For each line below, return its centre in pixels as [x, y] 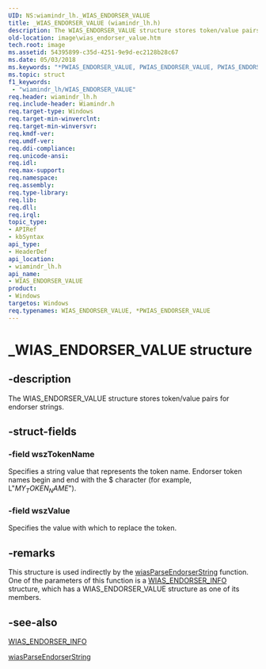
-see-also [33, 623]
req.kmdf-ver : [32, 133]
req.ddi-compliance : [42, 148]
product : [23, 289]
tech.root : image [37, 45]
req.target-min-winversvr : [53, 126]
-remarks [32, 553]
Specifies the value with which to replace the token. [93, 528]
